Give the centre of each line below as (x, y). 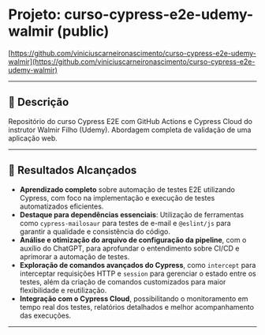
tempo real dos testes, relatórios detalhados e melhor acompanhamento (137, 307)
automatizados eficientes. (62, 206)
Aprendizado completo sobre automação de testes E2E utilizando (127, 189)
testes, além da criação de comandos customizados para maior (123, 281)
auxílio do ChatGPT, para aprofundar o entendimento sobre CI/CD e (129, 248)
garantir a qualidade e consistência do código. (95, 231)
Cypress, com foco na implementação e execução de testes (117, 198)
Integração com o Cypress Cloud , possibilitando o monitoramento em (134, 299)
